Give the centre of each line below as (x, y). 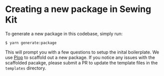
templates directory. (26, 68)
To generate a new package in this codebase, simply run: (64, 33)
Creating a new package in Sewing (78, 9)
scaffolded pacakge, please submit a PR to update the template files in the (82, 62)
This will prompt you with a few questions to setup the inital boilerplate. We (82, 52)
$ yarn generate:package (31, 43)
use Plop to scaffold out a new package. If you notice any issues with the (80, 57)
